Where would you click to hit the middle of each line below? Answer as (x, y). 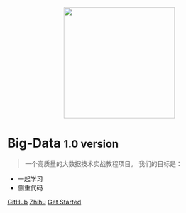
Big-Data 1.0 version (63, 143)
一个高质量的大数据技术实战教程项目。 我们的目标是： (103, 163)
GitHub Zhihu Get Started (44, 202)
